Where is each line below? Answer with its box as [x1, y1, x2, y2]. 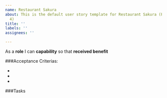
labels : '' [5, 26, 28, 31]
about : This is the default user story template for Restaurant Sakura [5, 12, 157, 17]
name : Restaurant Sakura [5, 7, 57, 12]
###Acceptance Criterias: [5, 58, 58, 64]
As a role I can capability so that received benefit [5, 48, 108, 54]
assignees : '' [5, 30, 35, 35]
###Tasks [5, 88, 26, 94]
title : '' [5, 21, 26, 26]
